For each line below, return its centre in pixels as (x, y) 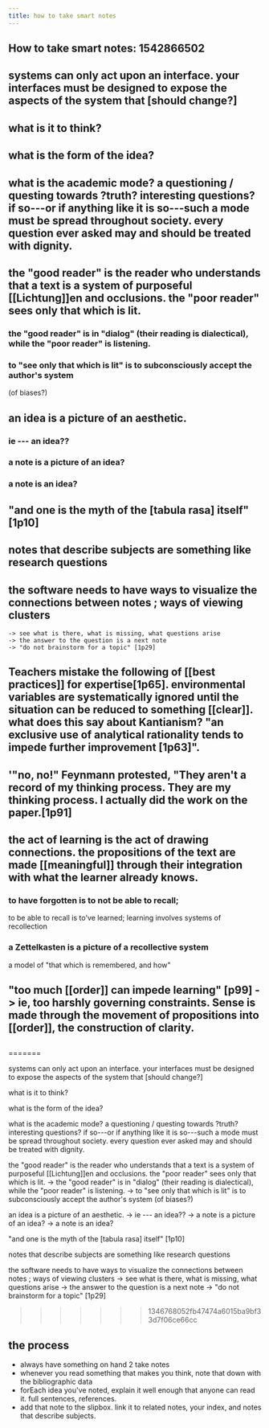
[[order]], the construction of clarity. (102, 1028)
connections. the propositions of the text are (122, 853)
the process (39, 1345)
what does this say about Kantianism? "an (116, 722)
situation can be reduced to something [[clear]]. (131, 710)
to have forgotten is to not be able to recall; (94, 901)
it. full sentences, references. (68, 1399)
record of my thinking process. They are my (120, 788)
